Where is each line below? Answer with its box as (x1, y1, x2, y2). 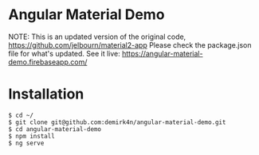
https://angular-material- (122, 48, 203, 58)
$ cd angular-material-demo (8, 125, 102, 133)
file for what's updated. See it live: (8, 48, 121, 58)
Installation (8, 85, 84, 103)
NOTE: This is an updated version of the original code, (8, 32, 186, 41)
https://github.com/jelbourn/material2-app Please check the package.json (8, 40, 252, 49)
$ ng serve (8, 139, 45, 147)
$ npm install (8, 132, 56, 140)
